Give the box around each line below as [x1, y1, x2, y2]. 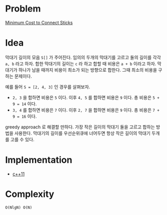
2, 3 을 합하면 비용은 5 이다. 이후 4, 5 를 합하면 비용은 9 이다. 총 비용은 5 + [12, 94, 160, 100]
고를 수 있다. [10, 136, 35, 142]
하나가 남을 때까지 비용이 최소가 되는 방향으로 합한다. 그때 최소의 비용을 [18, 67, 157, 73]
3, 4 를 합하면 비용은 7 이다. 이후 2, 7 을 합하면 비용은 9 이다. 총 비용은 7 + [12, 107, 160, 113]
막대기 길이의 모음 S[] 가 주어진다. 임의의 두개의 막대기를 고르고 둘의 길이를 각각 [5, 54, 161, 60]
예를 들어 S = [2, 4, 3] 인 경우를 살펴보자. [5, 84, 90, 90]
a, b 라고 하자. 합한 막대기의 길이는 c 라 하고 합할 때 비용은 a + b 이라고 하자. [5, 61, 156, 67]
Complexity [5, 188, 54, 199]
